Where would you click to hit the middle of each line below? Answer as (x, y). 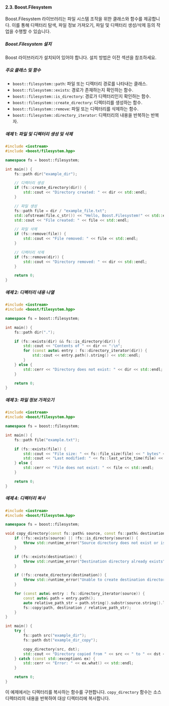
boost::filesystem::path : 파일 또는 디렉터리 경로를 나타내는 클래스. (80, 84)
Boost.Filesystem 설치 (28, 44)
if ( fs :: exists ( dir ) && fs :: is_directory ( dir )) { (67, 341)
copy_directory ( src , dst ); (52, 649)
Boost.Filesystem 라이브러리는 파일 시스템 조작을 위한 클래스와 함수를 (74, 19)
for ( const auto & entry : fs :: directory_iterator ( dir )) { (85, 351)
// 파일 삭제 (26, 229)
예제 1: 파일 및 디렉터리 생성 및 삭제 (39, 134)
